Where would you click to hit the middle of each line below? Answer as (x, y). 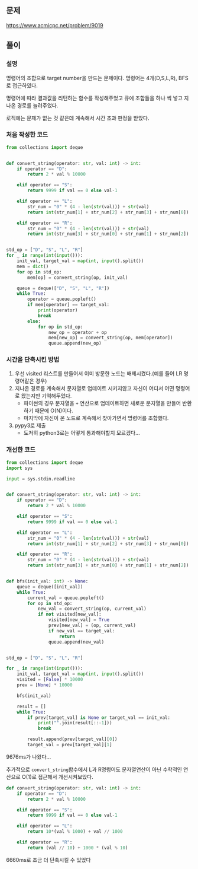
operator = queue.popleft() (62, 299)
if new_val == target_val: (82, 631)
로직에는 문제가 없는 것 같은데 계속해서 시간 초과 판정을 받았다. (78, 118)
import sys (20, 468)
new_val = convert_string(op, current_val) (92, 609)
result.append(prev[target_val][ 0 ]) (72, 739)
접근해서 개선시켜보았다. (66, 776)
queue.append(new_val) (76, 642)
